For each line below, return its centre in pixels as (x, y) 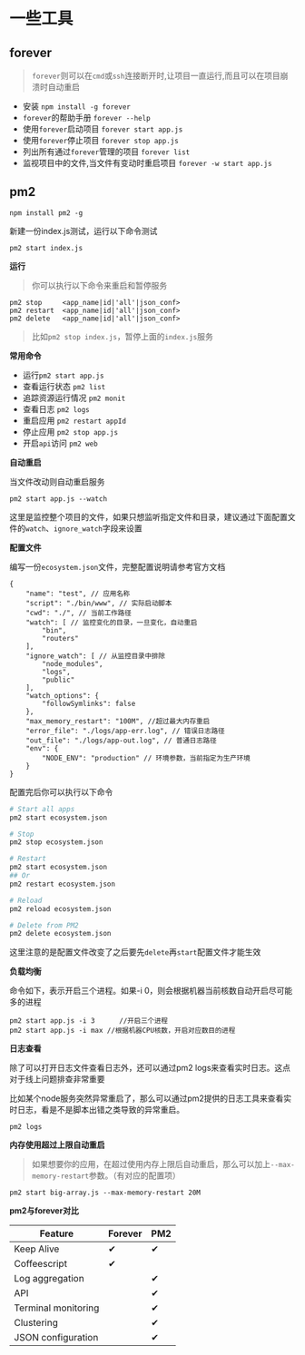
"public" (59, 680)
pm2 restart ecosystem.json (63, 884)
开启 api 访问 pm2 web (60, 443)
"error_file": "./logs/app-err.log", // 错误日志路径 (125, 731)
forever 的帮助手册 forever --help (87, 118)
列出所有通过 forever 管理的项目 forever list (106, 152)
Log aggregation (49, 1279)
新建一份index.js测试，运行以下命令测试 (84, 231)
